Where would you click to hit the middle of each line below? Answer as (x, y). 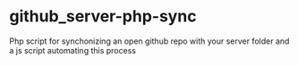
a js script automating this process (73, 50)
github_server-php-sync (103, 16)
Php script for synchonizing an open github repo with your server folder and (149, 41)
